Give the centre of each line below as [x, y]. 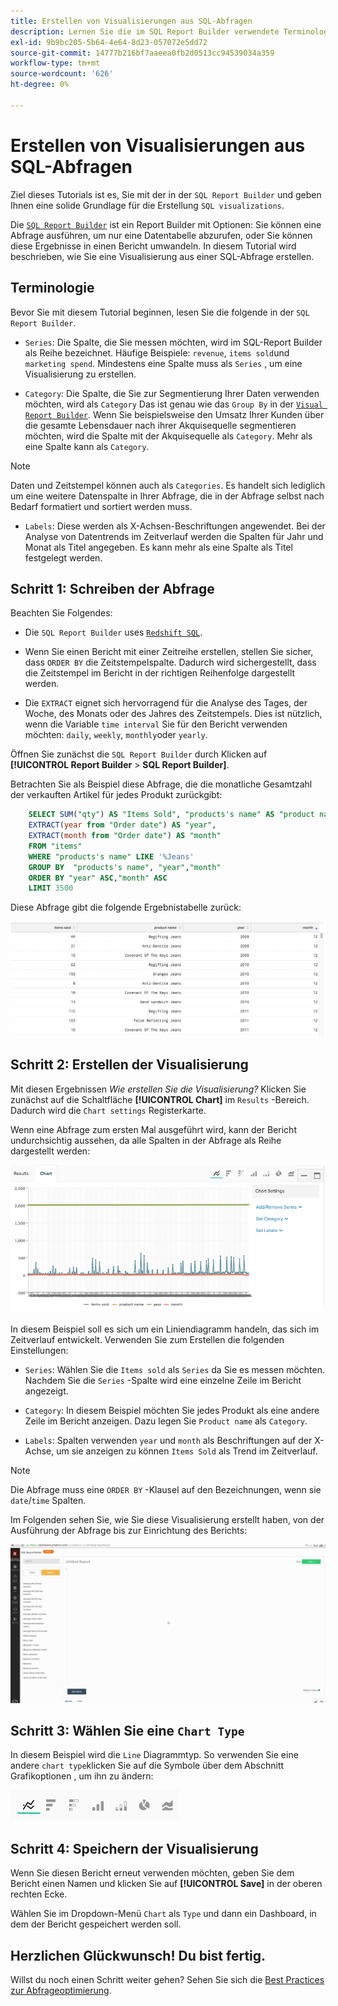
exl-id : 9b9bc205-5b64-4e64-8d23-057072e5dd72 [109, 42]
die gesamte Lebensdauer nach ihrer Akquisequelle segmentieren [160, 425]
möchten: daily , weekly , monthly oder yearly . [116, 735]
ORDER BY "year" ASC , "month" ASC [98, 878]
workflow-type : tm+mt [55, 63]
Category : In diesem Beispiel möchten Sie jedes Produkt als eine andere [172, 1410]
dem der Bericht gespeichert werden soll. [96, 1924]
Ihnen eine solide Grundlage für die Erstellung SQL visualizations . [147, 205]
